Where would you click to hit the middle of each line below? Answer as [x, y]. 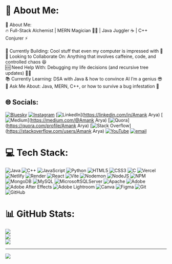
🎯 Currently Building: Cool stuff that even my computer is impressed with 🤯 [84, 51]
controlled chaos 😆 [26, 62]
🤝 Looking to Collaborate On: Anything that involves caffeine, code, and [81, 56]
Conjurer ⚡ [17, 38]
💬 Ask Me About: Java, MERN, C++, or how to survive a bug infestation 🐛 [82, 86]
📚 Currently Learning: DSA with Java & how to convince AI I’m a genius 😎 [84, 78]
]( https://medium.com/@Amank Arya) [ [69, 120]
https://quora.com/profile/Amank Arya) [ [49, 126]
